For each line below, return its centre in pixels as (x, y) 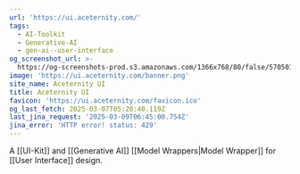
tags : (19, 26)
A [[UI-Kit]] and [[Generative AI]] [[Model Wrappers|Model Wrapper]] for (143, 151)
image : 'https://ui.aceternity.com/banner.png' (100, 76)
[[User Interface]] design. (56, 160)
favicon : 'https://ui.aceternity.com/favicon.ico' (105, 100)
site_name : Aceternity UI (57, 84)
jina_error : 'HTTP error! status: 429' (83, 126)
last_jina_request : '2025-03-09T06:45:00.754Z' (100, 117)
